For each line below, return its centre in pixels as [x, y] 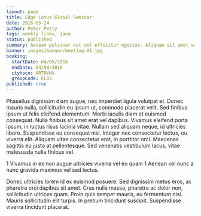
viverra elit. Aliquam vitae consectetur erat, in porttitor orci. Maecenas [92, 139]
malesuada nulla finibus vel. [40, 152]
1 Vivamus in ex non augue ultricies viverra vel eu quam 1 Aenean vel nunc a [100, 163]
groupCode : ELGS [32, 78]
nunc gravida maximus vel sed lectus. [53, 170]
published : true [26, 84]
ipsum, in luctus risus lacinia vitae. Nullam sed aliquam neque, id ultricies [96, 127]
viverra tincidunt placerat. [38, 207]
